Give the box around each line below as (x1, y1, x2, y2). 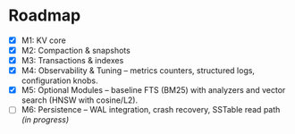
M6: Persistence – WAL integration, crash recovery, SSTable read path (21, 105, 281, 115)
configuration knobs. (21, 75, 98, 86)
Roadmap (8, 5, 81, 26)
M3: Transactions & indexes (21, 55, 124, 66)
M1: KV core (21, 35, 66, 46)
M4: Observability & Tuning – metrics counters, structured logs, (21, 65, 256, 76)
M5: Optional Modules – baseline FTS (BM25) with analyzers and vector (21, 85, 286, 96)
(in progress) (21, 114, 70, 125)
